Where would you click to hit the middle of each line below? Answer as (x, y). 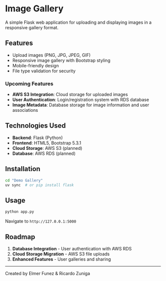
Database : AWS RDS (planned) (44, 153)
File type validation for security (44, 71)
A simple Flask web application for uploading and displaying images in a (78, 22)
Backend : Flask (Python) (38, 138)
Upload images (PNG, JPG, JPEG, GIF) (51, 55)
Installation (23, 169)
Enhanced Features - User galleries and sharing (62, 259)
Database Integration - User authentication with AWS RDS (72, 248)
